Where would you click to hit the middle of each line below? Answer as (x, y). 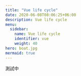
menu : (11, 24)
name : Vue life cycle (37, 34)
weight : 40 (26, 44)
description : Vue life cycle (36, 20)
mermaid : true (20, 53)
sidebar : (19, 29)
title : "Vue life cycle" (32, 10)
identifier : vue (32, 39)
